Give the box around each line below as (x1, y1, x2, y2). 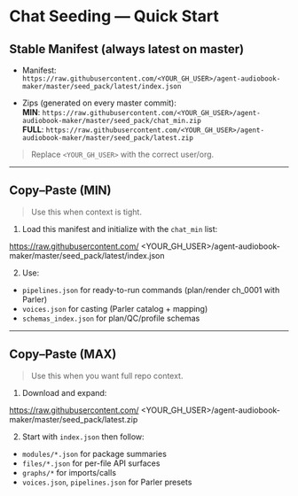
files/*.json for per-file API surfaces (21, 458, 161, 469)
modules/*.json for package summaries (21, 448, 167, 459)
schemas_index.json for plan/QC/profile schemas (21, 313, 200, 323)
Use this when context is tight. (30, 206, 142, 217)
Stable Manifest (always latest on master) (9, 42, 245, 57)
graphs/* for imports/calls (21, 467, 117, 477)
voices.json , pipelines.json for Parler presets (21, 477, 192, 487)
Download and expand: (21, 387, 107, 398)
